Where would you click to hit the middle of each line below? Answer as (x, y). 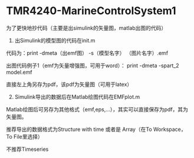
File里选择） (28, 136)
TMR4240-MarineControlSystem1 (91, 11)
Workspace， (170, 129)
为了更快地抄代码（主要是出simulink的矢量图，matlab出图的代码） (86, 28)
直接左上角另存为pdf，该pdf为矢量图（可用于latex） (69, 84)
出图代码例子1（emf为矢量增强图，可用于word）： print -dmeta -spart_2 (93, 65)
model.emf (19, 72)
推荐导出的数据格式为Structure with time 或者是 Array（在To (79, 129)
